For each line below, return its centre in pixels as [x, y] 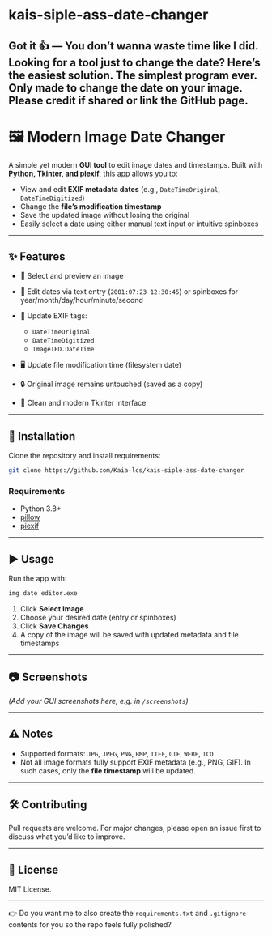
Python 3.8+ [41, 509]
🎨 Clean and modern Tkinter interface [83, 403]
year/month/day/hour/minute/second [82, 300]
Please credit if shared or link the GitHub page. [128, 100]
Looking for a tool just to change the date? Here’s [134, 62]
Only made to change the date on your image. [125, 88]
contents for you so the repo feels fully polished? [90, 925]
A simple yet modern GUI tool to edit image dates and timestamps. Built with [136, 164]
